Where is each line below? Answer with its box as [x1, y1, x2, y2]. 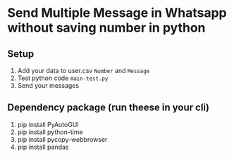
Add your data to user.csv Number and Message [17, 67, 150, 74]
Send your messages [17, 81, 80, 89]
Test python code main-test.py [17, 74, 109, 82]
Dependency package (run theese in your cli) [7, 102, 210, 114]
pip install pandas [17, 143, 69, 151]
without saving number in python [7, 20, 206, 36]
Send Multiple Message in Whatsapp [7, 5, 227, 21]
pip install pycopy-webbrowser [17, 135, 108, 143]
